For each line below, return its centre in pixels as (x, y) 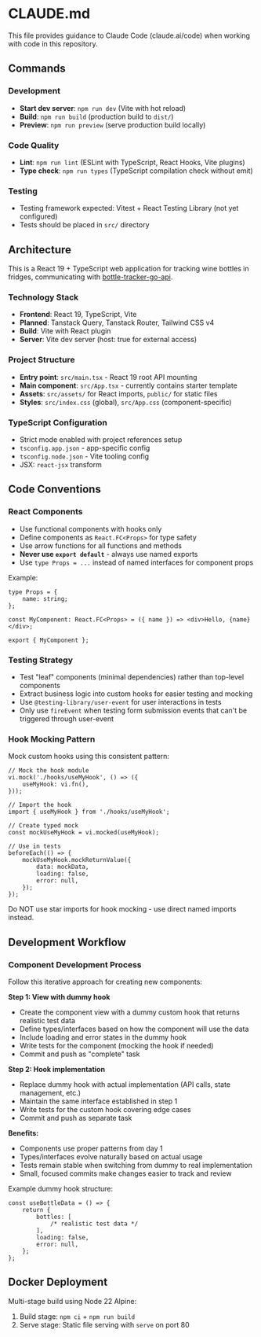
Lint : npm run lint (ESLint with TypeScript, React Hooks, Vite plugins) (132, 162)
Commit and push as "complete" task (80, 1054)
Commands (37, 69)
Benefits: (24, 1133)
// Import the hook (40, 805)
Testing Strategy (40, 660)
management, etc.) (50, 1092)
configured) (38, 216)
